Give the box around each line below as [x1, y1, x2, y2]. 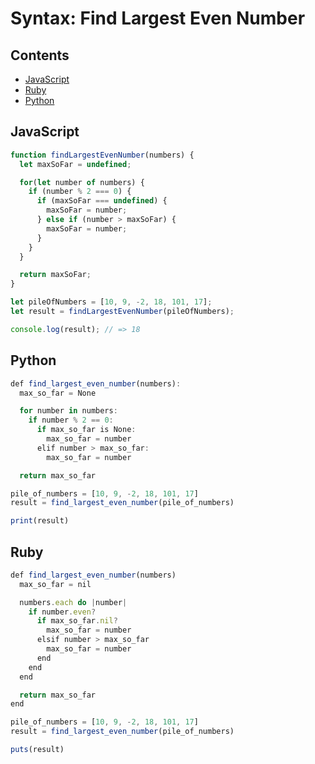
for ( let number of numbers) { [19, 177, 145, 187]
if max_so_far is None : [36, 425, 137, 435]
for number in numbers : [19, 406, 118, 416]
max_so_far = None [19, 388, 97, 398]
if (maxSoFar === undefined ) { [36, 196, 168, 206]
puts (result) [10, 745, 65, 755]
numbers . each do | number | [19, 597, 128, 607]
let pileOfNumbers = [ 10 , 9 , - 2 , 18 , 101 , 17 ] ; [10, 297, 213, 307]
